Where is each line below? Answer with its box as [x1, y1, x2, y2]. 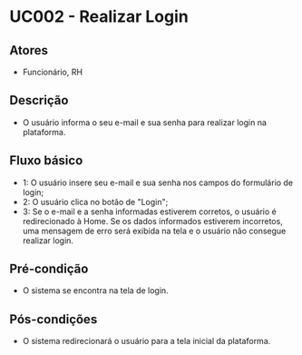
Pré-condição [9, 261, 89, 277]
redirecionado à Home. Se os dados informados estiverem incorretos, [22, 215, 283, 226]
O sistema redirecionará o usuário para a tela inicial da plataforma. [22, 336, 271, 347]
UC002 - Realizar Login [9, 6, 189, 27]
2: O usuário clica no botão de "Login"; [22, 196, 169, 207]
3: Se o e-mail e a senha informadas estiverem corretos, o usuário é [22, 206, 277, 217]
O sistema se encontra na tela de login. [22, 285, 170, 296]
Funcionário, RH [22, 66, 83, 77]
